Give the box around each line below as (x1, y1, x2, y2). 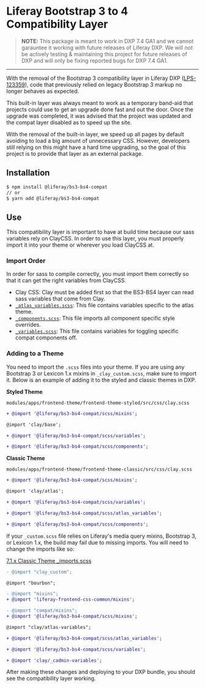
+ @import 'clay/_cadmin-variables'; (6, 657, 103, 664)
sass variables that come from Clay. (15, 295, 106, 303)
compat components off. (15, 334, 77, 341)
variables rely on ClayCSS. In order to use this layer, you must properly (6, 235, 184, 242)
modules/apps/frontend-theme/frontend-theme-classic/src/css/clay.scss (6, 466, 192, 473)
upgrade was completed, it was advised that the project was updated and (6, 112, 192, 120)
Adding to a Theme (6, 349, 64, 358)
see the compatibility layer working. (6, 675, 96, 682)
